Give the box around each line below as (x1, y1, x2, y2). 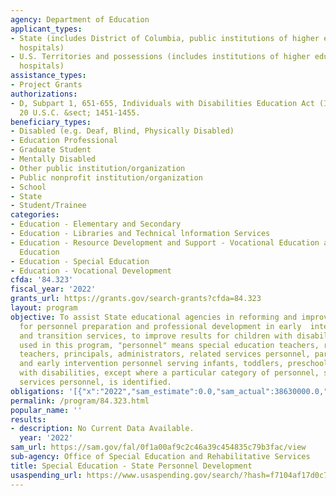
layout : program (10, 303, 78, 313)
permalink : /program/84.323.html (10, 396, 150, 406)
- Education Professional (10, 136, 118, 146)
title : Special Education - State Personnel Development (10, 461, 253, 471)
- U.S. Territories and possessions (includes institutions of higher (10, 52, 311, 62)
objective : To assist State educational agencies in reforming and (10, 312, 298, 322)
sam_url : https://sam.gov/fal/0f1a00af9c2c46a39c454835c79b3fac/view (10, 442, 307, 453)
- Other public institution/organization (10, 163, 186, 173)
